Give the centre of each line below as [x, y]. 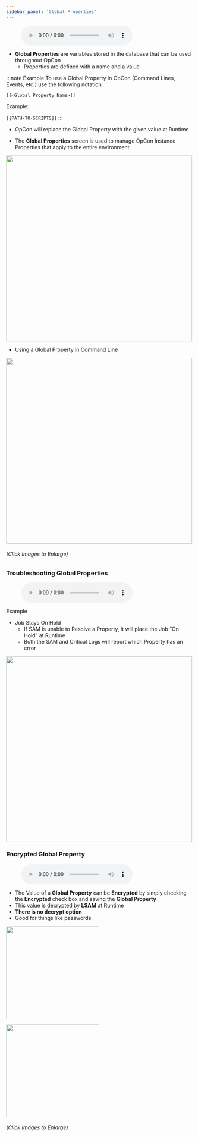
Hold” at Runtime [44, 635]
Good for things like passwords [53, 918]
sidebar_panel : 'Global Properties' [51, 12]
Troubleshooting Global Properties [57, 573]
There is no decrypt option [48, 911]
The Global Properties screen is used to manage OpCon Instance [95, 141]
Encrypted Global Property [45, 855]
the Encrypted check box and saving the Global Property [85, 899]
